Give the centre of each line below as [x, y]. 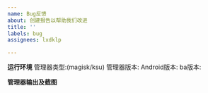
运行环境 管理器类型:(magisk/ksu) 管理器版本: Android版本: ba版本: [104, 67]
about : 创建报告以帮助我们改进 [47, 20]
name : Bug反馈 [27, 14]
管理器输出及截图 [32, 82]
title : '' [22, 27]
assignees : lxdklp [34, 40]
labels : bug [25, 33]
